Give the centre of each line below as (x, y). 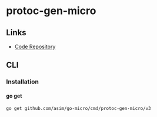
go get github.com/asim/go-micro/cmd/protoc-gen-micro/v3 (78, 108)
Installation (23, 82)
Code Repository (35, 46)
